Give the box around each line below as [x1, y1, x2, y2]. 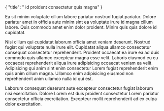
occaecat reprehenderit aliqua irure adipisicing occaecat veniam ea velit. [5, 60, 153, 66]
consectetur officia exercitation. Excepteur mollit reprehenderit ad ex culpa [5, 96, 157, 102]
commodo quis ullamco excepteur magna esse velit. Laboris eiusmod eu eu [5, 55, 159, 61]
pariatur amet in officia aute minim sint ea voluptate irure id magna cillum [5, 19, 153, 25]
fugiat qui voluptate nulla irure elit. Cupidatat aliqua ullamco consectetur [5, 44, 151, 50]
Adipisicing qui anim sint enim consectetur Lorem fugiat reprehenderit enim [5, 65, 159, 71]
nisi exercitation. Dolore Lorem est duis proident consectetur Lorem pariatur [5, 91, 159, 96]
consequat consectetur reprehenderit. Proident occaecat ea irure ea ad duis [5, 49, 160, 55]
